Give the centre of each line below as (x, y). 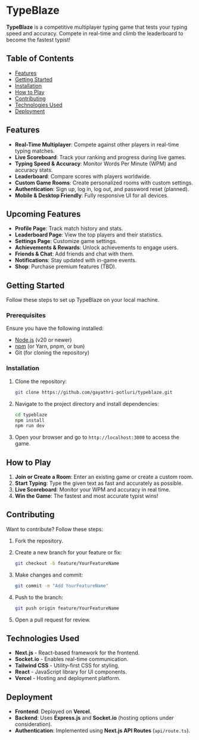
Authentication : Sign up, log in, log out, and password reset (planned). (102, 189)
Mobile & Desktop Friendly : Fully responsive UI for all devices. (91, 195)
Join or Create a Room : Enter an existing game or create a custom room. (104, 477)
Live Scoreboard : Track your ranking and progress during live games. (100, 157)
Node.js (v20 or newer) (43, 340)
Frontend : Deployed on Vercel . (53, 712)
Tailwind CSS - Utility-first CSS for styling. (67, 666)
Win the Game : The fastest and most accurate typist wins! (86, 496)
